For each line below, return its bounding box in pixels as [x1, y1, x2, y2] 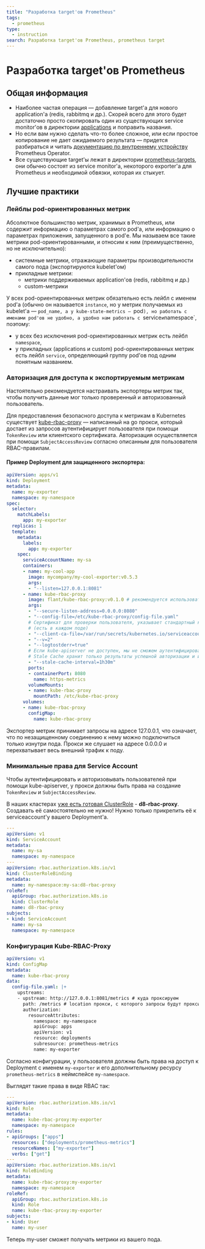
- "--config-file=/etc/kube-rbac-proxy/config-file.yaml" [28, 614, 179, 620]
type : [6, 26, 20, 32]
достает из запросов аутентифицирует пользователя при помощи [6, 425, 179, 432]
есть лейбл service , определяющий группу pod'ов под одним [15, 352, 177, 359]
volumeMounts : [28, 682, 64, 688]
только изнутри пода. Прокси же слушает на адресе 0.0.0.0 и [6, 740, 167, 747]
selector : [12, 506, 37, 512]
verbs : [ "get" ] [12, 1151, 51, 1157]
